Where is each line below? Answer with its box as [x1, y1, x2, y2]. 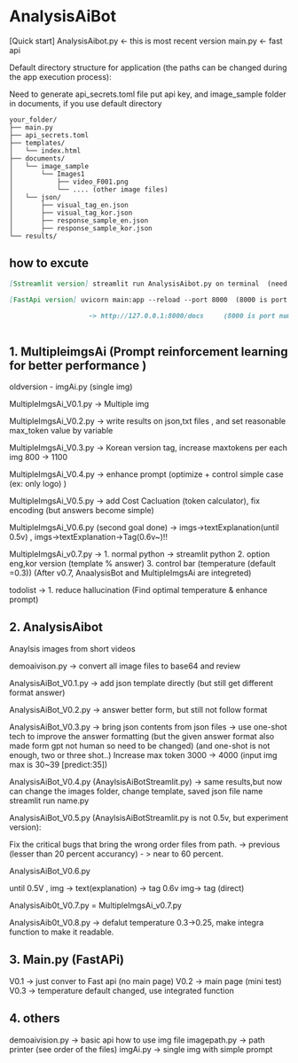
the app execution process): [9, 71, 113, 82]
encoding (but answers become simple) [9, 505, 155, 516]
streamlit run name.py [9, 795, 90, 806]
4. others [9, 1011, 60, 1026]
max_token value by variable [9, 426, 114, 436]
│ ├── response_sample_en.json [9, 215, 149, 225]
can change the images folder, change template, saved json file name [9, 786, 263, 796]
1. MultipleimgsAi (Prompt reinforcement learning [9, 344, 288, 359]
